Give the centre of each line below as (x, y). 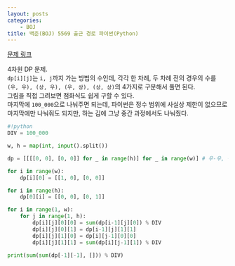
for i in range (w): (36, 171)
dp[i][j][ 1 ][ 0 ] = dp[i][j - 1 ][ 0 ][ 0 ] (85, 236)
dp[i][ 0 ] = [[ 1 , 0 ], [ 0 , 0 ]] (62, 178)
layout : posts (28, 14)
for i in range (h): (36, 191)
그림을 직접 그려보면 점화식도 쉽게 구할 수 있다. (71, 96)
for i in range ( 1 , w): (40, 210)
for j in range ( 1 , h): (53, 216)
